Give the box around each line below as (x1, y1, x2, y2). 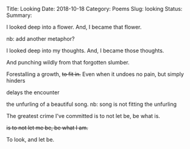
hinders (6, 77, 26, 84)
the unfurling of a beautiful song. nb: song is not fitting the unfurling (6, 100, 177, 108)
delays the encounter (6, 89, 60, 96)
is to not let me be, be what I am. (6, 124, 88, 131)
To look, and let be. (6, 136, 55, 143)
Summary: (6, 12, 32, 19)
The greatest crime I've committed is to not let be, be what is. (6, 113, 160, 119)
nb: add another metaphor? (6, 35, 75, 42)
